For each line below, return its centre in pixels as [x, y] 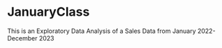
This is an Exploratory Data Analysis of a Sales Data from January [102, 31]
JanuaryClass [49, 12]
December [22, 38]
